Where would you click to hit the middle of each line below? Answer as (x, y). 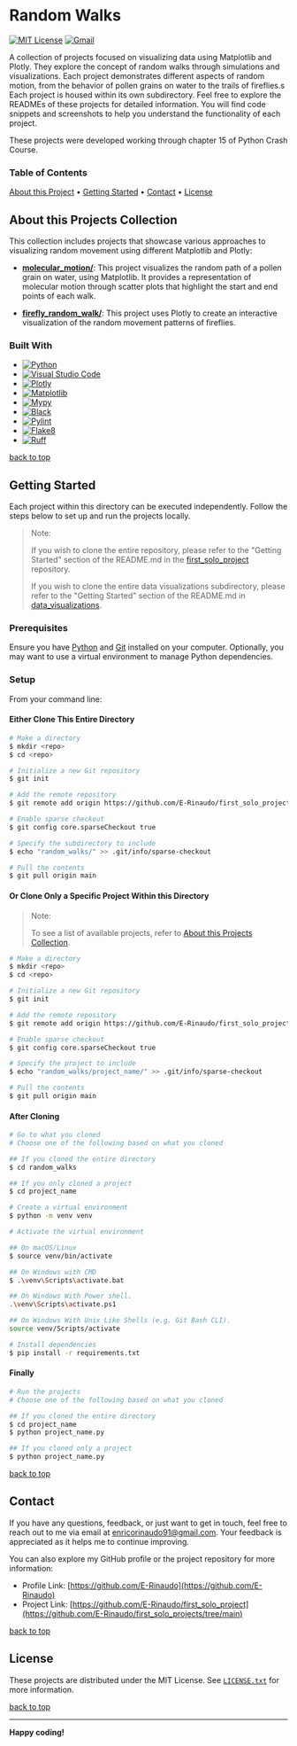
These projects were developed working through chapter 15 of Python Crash (148, 140)
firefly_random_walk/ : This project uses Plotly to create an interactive (150, 313)
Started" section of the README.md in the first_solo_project (140, 560)
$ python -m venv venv (51, 1216)
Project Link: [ (47, 1604)
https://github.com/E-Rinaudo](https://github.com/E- (167, 1585)
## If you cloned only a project (71, 1449)
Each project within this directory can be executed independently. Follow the (148, 507)
